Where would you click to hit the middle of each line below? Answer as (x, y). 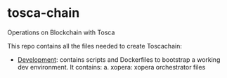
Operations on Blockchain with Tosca (61, 32)
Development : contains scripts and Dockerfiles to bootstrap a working (119, 59)
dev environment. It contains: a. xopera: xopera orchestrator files (111, 67)
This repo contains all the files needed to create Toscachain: (95, 46)
